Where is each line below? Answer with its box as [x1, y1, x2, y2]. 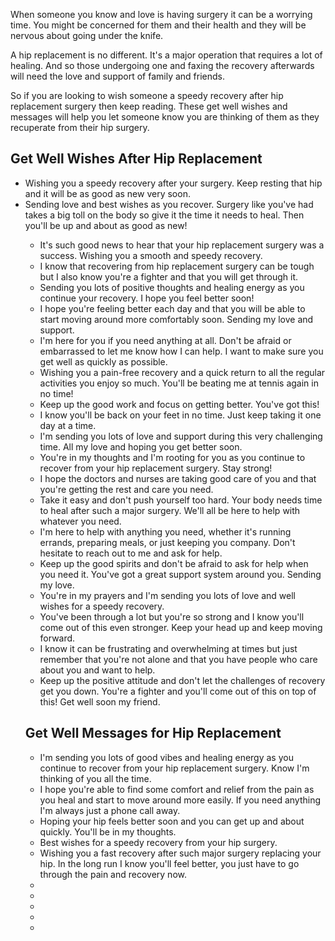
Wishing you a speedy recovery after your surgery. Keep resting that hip [24, 177, 323, 189]
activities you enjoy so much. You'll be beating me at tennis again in [39, 377, 319, 389]
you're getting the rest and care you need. [39, 483, 214, 495]
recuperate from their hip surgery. [10, 122, 150, 133]
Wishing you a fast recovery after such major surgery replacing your [39, 847, 322, 859]
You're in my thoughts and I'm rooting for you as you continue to [39, 451, 306, 463]
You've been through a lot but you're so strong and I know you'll [39, 610, 305, 623]
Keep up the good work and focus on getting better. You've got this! [39, 398, 320, 410]
